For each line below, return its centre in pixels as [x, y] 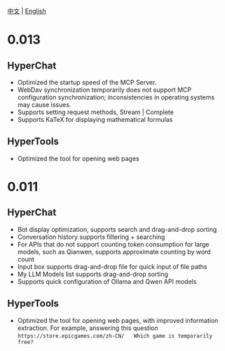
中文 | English [27, 11]
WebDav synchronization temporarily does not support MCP [104, 90]
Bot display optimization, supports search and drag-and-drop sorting [117, 229]
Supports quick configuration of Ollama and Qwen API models [107, 281]
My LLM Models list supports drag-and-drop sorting [93, 274]
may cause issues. [44, 105]
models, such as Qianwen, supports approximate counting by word [114, 252]
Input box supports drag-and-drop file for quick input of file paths [112, 266]
